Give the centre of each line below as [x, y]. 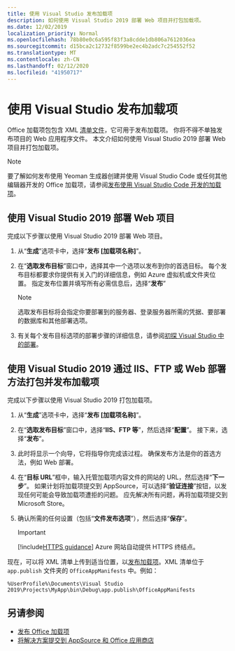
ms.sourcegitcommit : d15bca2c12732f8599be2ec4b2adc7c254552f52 [101, 46]
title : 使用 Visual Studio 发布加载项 [60, 14]
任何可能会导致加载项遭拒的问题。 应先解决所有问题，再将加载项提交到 [126, 495]
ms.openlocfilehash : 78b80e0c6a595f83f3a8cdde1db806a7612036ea [101, 40]
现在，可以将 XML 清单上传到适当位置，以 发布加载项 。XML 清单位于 [106, 562]
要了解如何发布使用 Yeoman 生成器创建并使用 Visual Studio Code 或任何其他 [117, 176]
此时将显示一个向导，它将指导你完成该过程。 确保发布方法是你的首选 [116, 454]
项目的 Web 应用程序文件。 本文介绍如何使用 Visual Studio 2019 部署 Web [119, 139]
